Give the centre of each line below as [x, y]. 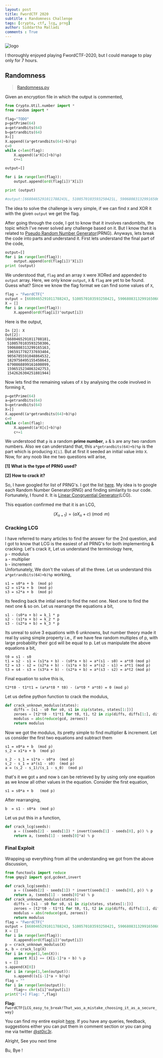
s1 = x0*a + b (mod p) [29, 747]
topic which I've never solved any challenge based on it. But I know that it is [81, 228]
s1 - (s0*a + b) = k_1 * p [32, 615]
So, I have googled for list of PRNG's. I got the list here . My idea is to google [81, 485]
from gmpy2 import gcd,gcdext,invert [43, 877]
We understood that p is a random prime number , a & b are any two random [81, 441]
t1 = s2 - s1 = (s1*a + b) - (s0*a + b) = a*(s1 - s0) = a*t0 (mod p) [78, 661]
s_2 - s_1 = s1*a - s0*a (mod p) [40, 759]
